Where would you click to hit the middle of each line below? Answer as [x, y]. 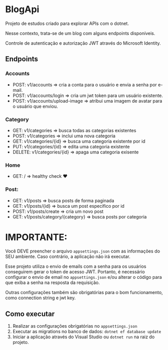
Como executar [30, 314]
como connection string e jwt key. [40, 298]
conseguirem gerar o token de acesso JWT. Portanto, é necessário [75, 272]
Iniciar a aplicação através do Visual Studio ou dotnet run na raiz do [83, 337]
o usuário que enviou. [35, 106]
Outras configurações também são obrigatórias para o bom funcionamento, [84, 293]
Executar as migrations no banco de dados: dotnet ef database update [87, 332]
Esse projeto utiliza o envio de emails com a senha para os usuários [76, 266]
